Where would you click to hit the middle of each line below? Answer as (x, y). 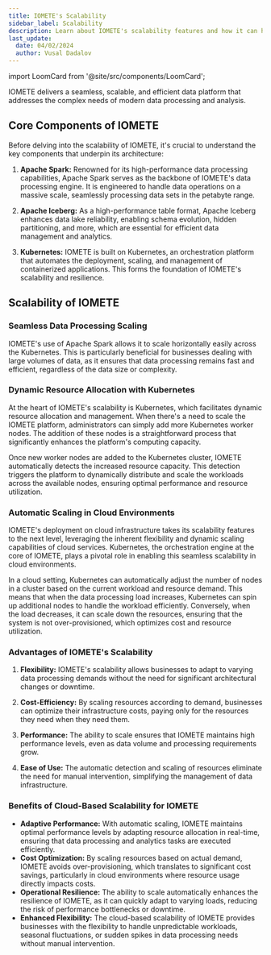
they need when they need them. (75, 720)
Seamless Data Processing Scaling (78, 326)
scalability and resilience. (62, 277)
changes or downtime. (57, 687)
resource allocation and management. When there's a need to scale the (127, 416)
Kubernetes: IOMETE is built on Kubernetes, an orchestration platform (137, 251)
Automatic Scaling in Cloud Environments (92, 513)
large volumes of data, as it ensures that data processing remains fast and (131, 360)
